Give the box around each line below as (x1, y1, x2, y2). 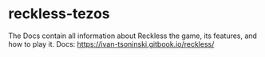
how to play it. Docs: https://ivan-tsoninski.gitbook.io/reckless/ (8, 39, 215, 48)
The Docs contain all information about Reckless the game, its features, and (8, 31, 258, 40)
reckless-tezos (8, 5, 110, 23)
